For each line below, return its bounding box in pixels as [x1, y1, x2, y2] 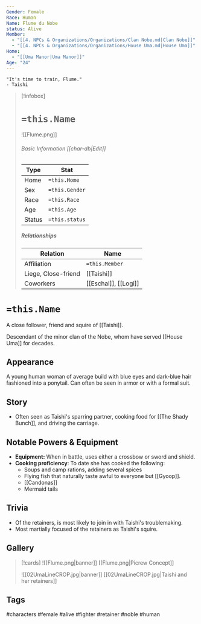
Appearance [6, 357, 54, 367]
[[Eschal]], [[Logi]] [86, 279, 140, 288]
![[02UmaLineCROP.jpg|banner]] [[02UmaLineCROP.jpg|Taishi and [21, 571, 187, 578]
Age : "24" [6, 59, 31, 65]
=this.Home [48, 176, 80, 184]
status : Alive [6, 25, 42, 32]
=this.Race [48, 196, 80, 203]
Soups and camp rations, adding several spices [24, 466, 142, 473]
